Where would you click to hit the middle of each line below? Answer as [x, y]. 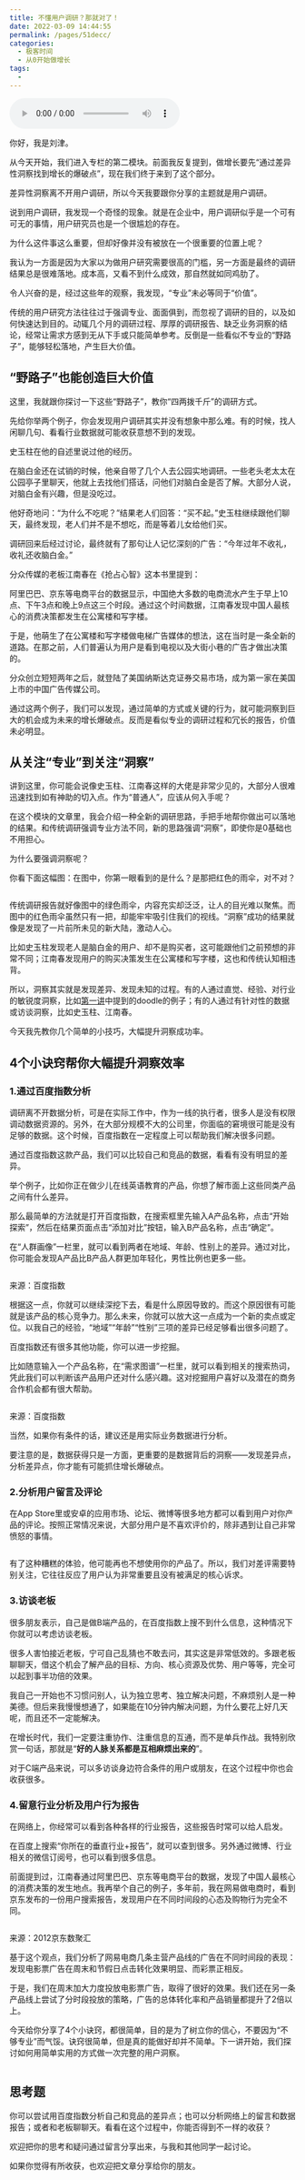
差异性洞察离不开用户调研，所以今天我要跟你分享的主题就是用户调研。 [141, 193]
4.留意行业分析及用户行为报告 [74, 1804]
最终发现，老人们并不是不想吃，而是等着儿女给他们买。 [128, 524]
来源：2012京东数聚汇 [50, 1937]
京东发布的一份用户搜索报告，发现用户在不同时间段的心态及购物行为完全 [144, 1899]
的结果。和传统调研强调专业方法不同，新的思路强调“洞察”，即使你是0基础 [147, 828]
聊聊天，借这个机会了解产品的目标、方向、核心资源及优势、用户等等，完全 [148, 1664]
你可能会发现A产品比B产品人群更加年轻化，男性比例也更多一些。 [130, 1258]
